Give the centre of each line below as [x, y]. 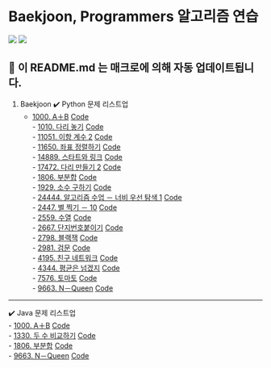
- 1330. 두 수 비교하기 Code [52, 335]
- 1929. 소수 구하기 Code [71, 187]
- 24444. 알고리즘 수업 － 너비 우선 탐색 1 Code [107, 197]
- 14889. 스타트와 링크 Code [77, 157]
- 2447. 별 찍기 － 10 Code [75, 207]
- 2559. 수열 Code [62, 217]
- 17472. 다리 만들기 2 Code [77, 167]
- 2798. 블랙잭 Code [65, 237]
